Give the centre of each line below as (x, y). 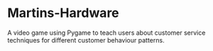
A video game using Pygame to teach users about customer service (106, 33)
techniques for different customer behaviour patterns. (86, 40)
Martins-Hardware (63, 13)
